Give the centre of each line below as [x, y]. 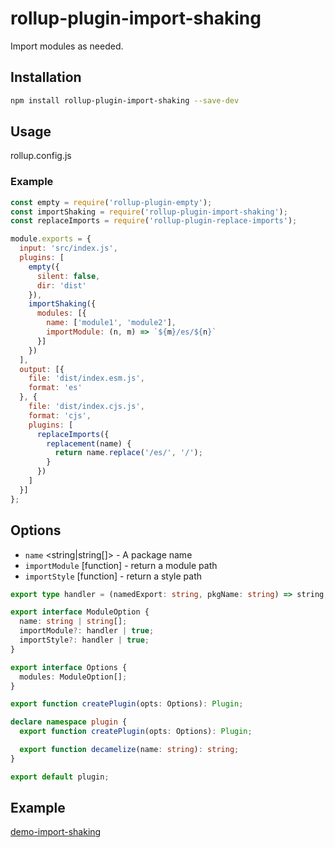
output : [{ [42, 369]
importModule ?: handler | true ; [87, 631]
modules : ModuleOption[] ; [73, 677]
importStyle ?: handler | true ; [84, 640]
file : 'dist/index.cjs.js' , [86, 407]
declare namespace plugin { [69, 722]
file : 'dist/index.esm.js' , [86, 378]
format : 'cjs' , [60, 415]
